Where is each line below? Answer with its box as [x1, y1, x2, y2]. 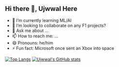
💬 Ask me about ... [12, 27, 49, 33]
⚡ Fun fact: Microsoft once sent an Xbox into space [12, 45, 115, 51]
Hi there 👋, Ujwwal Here [5, 5, 77, 13]
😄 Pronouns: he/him [12, 40, 53, 45]
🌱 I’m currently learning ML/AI [12, 17, 72, 23]
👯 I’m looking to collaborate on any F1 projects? [12, 22, 106, 28]
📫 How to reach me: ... [12, 33, 59, 39]
